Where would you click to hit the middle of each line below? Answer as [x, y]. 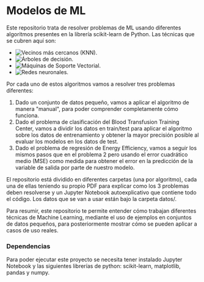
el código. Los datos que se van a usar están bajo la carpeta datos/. [92, 199]
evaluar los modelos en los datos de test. [67, 141]
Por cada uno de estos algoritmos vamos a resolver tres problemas [91, 84]
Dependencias [28, 246]
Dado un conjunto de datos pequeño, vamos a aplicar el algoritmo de [102, 102]
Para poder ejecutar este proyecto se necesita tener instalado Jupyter [94, 260]
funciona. [27, 115]
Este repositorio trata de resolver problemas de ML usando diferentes [94, 28]
